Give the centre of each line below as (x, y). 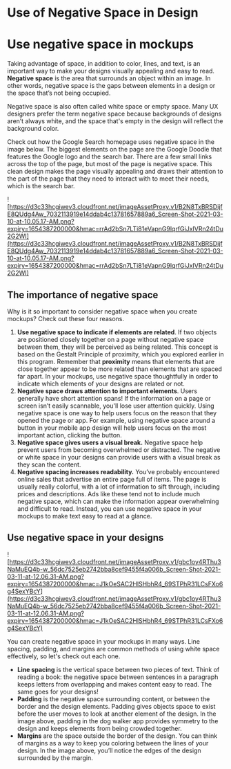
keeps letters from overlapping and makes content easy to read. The (114, 684)
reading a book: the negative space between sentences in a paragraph (118, 677)
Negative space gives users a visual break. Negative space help (110, 442)
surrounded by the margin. (55, 758)
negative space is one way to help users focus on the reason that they (117, 413)
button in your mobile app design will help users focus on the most (112, 428)
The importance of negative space (83, 295)
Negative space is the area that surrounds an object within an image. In (109, 78)
